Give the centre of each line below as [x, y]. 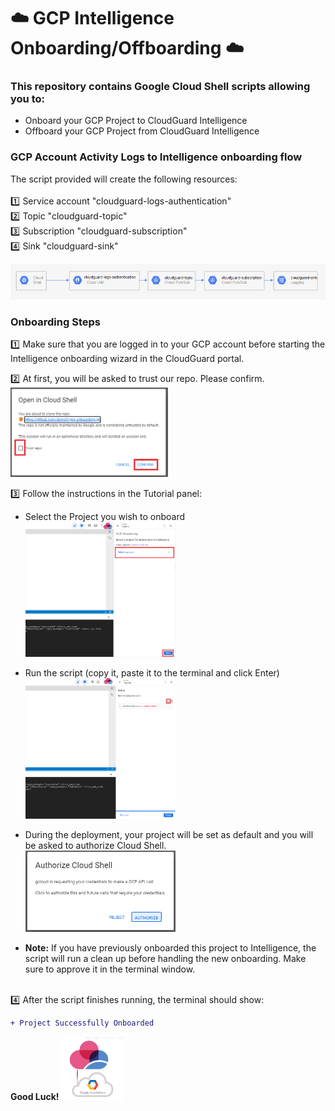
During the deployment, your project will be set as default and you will [169, 835]
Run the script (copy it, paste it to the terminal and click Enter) [152, 673]
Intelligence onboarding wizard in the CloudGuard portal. [127, 359]
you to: [27, 99]
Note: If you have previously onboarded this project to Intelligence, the [170, 947]
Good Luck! [35, 1096]
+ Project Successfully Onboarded [82, 1023]
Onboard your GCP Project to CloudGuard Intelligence [136, 121]
